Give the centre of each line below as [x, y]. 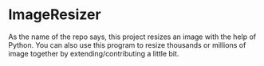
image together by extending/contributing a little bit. [94, 53]
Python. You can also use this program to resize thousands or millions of [127, 45]
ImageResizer [55, 15]
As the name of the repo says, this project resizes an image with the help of [132, 37]
